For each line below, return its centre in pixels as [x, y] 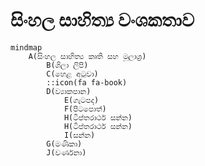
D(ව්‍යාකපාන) [69, 91]
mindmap [26, 47]
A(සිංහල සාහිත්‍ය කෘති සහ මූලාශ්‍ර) [87, 56]
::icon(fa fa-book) [87, 82]
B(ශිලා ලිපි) [67, 65]
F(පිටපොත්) [85, 109]
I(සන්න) [79, 135]
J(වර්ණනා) [66, 152]
